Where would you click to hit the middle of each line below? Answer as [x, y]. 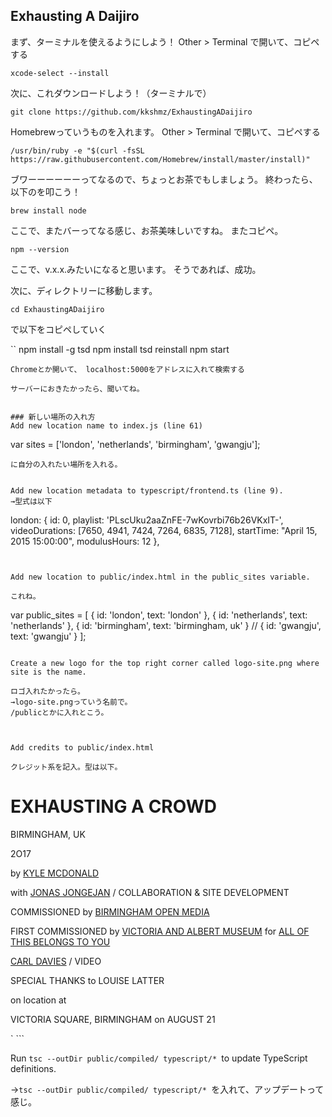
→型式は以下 [31, 501]
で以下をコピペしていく [58, 329]
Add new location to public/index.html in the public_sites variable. [160, 577]
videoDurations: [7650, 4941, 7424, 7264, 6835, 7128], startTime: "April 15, [164, 530]
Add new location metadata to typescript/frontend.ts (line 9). [147, 490]
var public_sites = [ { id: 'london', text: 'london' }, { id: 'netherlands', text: [159, 615]
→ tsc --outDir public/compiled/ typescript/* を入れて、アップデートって [167, 1089]
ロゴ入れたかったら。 [47, 691]
